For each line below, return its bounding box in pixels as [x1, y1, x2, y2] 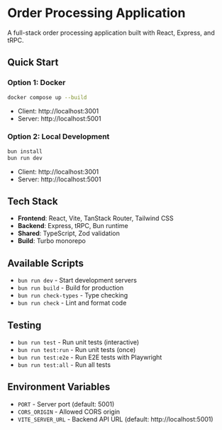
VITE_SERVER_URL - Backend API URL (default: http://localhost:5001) [17, 414, 214, 423]
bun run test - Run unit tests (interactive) [17, 338, 140, 346]
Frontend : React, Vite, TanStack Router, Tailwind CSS [17, 214, 174, 222]
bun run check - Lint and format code [17, 299, 127, 307]
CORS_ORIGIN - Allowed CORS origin [17, 407, 121, 416]
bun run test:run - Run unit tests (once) [17, 345, 136, 353]
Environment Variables [7, 381, 111, 393]
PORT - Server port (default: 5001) [17, 400, 115, 408]
